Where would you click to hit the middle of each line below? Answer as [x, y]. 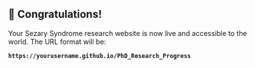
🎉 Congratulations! [55, 14]
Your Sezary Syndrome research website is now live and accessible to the [127, 33]
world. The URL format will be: [57, 41]
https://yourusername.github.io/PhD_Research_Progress [100, 55]
